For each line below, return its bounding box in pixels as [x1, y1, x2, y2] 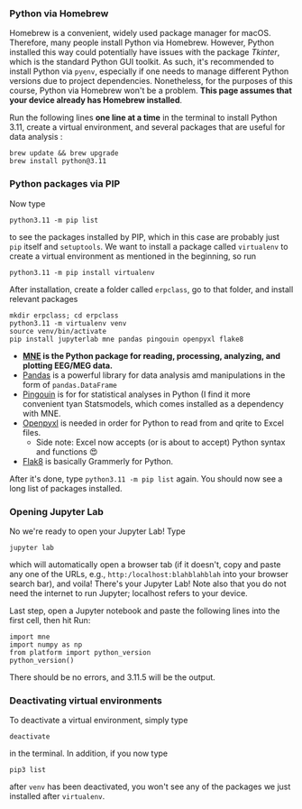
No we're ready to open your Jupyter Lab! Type [9, 526, 187, 537]
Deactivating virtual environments [9, 694, 162, 706]
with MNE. [22, 408, 61, 418]
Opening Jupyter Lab [9, 505, 104, 518]
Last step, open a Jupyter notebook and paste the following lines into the [9, 605, 280, 616]
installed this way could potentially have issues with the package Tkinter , [9, 47, 280, 58]
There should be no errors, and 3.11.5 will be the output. [9, 671, 216, 683]
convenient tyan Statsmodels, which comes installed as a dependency [22, 398, 284, 409]
